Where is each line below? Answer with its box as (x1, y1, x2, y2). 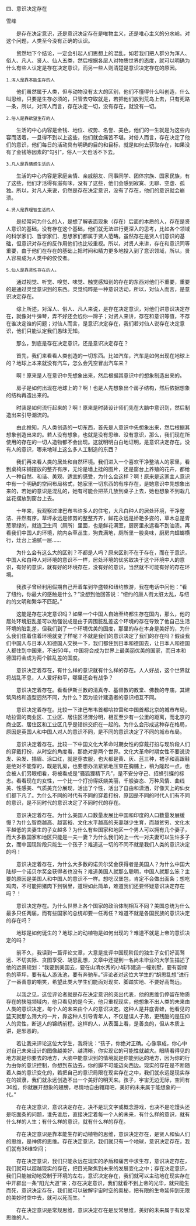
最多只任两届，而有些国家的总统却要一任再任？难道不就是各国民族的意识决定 (6, 909, 190, 916)
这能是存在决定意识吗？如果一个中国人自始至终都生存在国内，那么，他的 (16, 610, 190, 617)
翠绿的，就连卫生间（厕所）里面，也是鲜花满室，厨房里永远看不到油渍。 (10, 522, 185, 528)
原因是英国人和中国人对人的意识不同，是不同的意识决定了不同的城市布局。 (6, 728, 185, 735)
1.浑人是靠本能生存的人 (6, 77, 55, 83)
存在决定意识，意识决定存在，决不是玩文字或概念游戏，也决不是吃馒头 (16, 1104, 185, 1110)
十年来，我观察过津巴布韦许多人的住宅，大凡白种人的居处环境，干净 (16, 507, 180, 514)
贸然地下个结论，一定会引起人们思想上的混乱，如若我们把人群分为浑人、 (16, 50, 190, 57)
